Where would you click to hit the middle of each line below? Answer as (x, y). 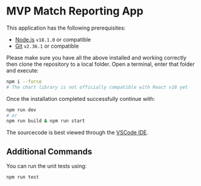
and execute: (22, 70)
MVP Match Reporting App (75, 11)
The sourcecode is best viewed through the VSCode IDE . (77, 133)
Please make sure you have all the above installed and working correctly (96, 57)
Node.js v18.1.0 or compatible (53, 39)
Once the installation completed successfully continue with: (81, 98)
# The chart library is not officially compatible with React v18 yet (97, 87)
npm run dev (21, 110)
